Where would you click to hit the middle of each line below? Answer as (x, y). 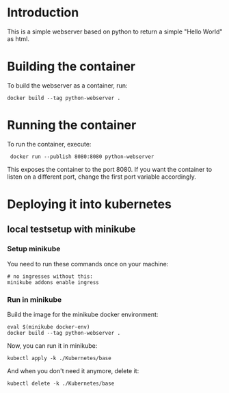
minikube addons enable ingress (53, 282)
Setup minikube (34, 249)
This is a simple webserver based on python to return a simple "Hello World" (115, 31)
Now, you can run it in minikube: (52, 345)
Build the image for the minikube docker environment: (83, 314)
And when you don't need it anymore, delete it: (73, 370)
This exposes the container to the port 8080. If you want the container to (110, 169)
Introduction (43, 13)
